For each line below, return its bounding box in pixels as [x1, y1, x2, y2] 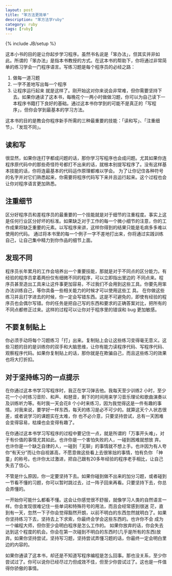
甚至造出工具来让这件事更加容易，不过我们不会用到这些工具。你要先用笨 [14, 281, 167, 287]
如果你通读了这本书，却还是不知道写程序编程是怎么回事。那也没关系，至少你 [5, 552, 167, 559]
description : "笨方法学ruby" [5, 17, 64, 22]
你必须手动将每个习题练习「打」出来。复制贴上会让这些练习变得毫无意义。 [5, 337, 162, 343]
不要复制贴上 [5, 323, 46, 331]
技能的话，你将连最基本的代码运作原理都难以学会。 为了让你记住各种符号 [9, 167, 164, 174]
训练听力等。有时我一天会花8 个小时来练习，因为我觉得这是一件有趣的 [9, 400, 158, 407]
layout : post [5, 7, 33, 13]
